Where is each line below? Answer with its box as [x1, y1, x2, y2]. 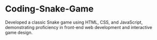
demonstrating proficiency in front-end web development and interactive [5, 24, 153, 30]
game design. [5, 29, 33, 35]
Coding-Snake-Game [5, 3, 94, 14]
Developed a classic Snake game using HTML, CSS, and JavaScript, [5, 19, 143, 25]
